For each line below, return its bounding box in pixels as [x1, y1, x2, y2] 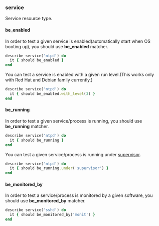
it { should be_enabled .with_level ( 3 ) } [10, 91, 95, 96]
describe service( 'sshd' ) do [5, 207, 66, 212]
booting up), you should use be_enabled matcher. [5, 43, 109, 49]
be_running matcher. [5, 123, 49, 129]
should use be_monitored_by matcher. [5, 198, 86, 204]
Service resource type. [5, 16, 53, 22]
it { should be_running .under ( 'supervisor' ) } [10, 166, 109, 171]
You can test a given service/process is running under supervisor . [5, 151, 141, 157]
